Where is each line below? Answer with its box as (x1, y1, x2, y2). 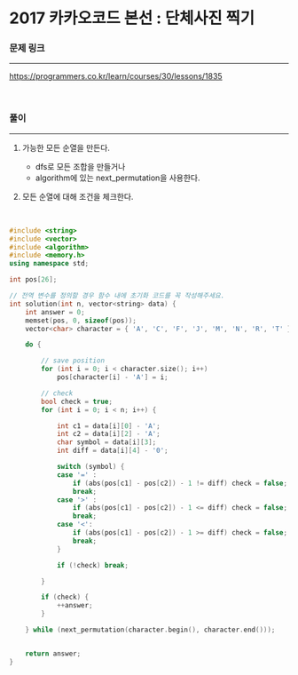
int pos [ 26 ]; (9, 275, 58, 284)
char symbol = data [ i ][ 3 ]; (56, 438, 157, 447)
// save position (41, 356, 105, 365)
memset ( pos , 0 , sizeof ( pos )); (25, 316, 137, 325)
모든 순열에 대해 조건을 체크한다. (21, 191, 134, 202)
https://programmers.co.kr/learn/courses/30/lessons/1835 (9, 71, 223, 82)
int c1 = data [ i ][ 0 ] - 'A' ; (56, 421, 161, 431)
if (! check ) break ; (56, 560, 129, 569)
